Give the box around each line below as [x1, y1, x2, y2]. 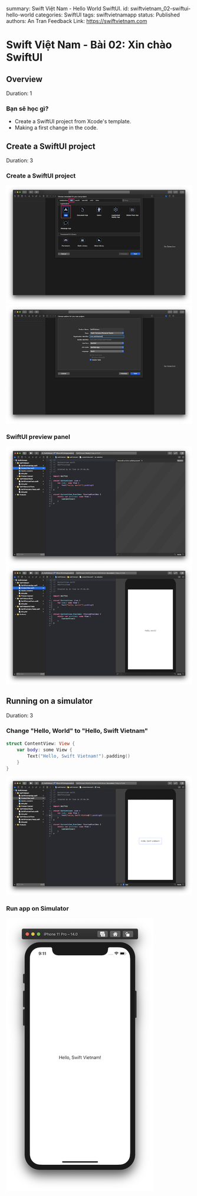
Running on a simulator [6, 696, 93, 706]
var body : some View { [17, 746, 73, 753]
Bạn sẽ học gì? [6, 104, 49, 113]
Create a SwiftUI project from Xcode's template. [14, 118, 132, 125]
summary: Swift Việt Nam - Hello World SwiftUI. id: [6, 5, 129, 12]
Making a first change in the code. [14, 124, 98, 132]
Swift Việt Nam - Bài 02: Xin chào [6, 38, 172, 52]
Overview [6, 74, 43, 84]
